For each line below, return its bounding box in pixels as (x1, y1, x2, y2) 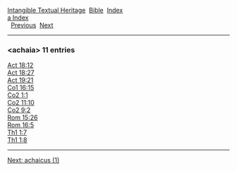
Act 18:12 (7, 61, 34, 70)
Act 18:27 (7, 68, 35, 77)
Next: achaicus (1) (7, 156, 60, 165)
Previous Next (10, 21, 54, 29)
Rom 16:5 (7, 121, 35, 129)
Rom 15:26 (7, 113, 38, 122)
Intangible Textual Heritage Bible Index (7, 6, 123, 14)
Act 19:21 (7, 76, 34, 84)
